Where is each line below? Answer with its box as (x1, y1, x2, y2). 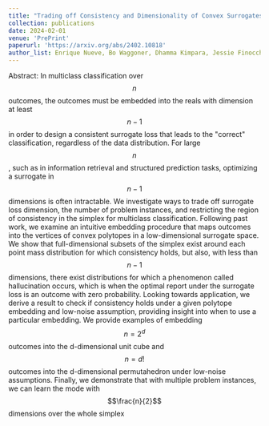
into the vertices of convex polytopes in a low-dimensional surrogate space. (8, 231, 259, 240)
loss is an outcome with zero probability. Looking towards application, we (8, 290, 251, 299)
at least (8, 105, 33, 114)
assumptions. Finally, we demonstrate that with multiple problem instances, (8, 375, 257, 384)
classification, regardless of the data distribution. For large (8, 138, 202, 147)
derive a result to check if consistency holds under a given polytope (8, 298, 232, 307)
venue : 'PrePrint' (8, 34, 70, 42)
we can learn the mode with (8, 384, 100, 393)
